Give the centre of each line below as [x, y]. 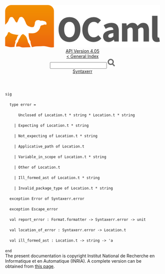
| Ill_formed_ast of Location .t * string [57, 178]
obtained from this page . [30, 266]
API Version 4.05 [82, 51]
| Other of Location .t [37, 167]
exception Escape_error [34, 209]
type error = [23, 105]
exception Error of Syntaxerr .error [47, 199]
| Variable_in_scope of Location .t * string [60, 157]
